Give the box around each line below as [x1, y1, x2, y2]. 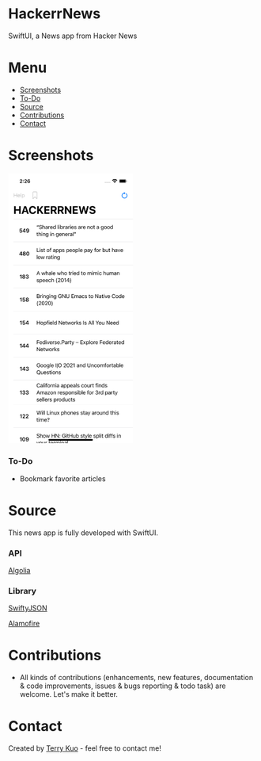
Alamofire [8, 619, 40, 629]
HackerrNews [8, 5, 101, 23]
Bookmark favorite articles [19, 473, 106, 484]
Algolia [8, 565, 31, 575]
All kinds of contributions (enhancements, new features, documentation [19, 673, 254, 683]
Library [8, 585, 37, 596]
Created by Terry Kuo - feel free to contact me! [8, 744, 162, 753]
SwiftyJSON [8, 603, 47, 613]
